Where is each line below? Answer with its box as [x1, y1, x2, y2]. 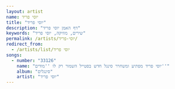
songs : [6, 52, 22, 58]
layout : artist [6, 8, 43, 15]
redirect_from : [6, 42, 43, 47]
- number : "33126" [11, 57, 57, 63]
